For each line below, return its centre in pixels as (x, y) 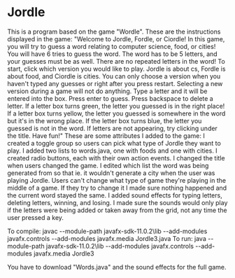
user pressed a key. (36, 217)
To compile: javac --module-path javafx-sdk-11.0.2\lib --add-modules (107, 231)
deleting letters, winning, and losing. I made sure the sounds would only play (117, 202)
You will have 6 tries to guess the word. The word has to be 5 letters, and (113, 54)
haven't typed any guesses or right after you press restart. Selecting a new (115, 83)
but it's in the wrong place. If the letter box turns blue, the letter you (105, 120)
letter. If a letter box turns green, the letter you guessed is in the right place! (116, 106)
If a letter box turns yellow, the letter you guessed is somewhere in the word (116, 113)
